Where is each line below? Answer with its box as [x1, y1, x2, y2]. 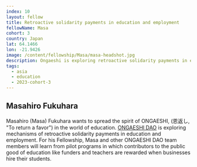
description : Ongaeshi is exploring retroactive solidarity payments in [6, 57, 188, 63]
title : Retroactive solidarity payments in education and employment [6, 19, 180, 25]
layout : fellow [6, 14, 43, 20]
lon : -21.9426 [6, 47, 41, 53]
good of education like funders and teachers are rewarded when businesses [6, 149, 191, 156]
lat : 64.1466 [6, 42, 38, 47]
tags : [6, 63, 19, 69]
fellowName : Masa [6, 25, 49, 31]
